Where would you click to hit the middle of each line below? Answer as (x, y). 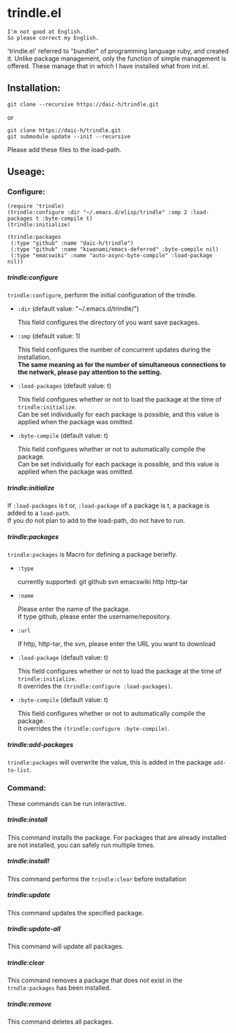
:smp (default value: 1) (49, 336)
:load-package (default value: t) (63, 657)
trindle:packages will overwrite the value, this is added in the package (110, 762)
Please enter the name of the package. (74, 609)
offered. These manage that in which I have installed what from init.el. (108, 66)
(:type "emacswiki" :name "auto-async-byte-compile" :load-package (111, 256)
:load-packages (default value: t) (64, 386)
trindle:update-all (34, 929)
